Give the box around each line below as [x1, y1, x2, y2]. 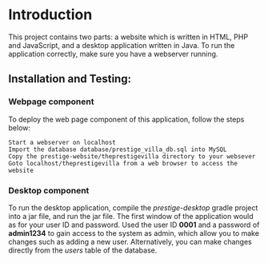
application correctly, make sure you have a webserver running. [8, 49, 218, 58]
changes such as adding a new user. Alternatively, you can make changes [8, 237, 252, 246]
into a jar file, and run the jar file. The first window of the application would [8, 211, 254, 221]
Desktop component [8, 185, 90, 196]
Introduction [8, 6, 93, 24]
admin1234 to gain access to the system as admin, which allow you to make [8, 228, 260, 237]
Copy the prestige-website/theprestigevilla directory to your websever [8, 152, 256, 161]
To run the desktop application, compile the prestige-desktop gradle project [8, 202, 258, 213]
